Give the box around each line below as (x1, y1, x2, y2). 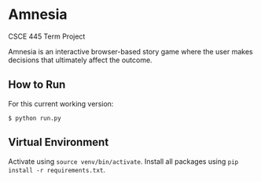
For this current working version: (8, 98, 114, 108)
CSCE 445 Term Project (8, 32, 86, 41)
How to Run (8, 78, 66, 91)
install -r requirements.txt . (8, 165, 106, 174)
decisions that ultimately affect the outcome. (8, 55, 153, 65)
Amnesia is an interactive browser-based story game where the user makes (8, 46, 253, 56)
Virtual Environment (8, 136, 109, 149)
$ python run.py (8, 114, 61, 122)
